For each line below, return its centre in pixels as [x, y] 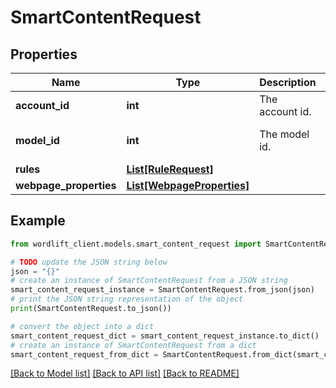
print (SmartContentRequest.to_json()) [91, 309]
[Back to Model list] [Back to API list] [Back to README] [125, 373]
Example [38, 221]
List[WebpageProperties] [188, 185]
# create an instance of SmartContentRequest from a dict [133, 345]
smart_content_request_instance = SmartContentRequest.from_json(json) [162, 290]
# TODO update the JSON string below [89, 262]
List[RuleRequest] [170, 169]
